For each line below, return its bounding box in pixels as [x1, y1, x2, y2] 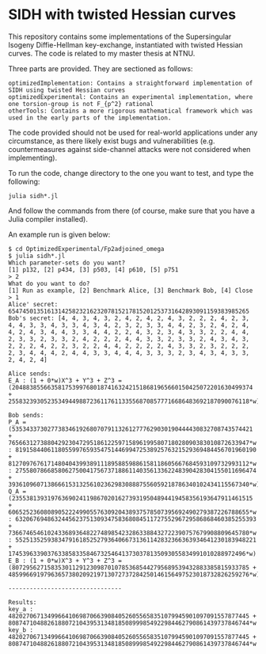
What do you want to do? [8, 279, 90, 287]
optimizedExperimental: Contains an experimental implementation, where [8, 93, 253, 101]
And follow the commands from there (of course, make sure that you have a [8, 206, 256, 215]
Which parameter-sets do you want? [8, 259, 126, 267]
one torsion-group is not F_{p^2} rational [8, 100, 154, 108]
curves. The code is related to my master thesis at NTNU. [8, 48, 196, 58]
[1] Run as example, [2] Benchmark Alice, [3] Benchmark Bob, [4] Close [8, 287, 253, 295]
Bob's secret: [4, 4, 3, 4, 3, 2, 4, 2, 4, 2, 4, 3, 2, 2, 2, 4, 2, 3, [8, 314, 249, 322]
